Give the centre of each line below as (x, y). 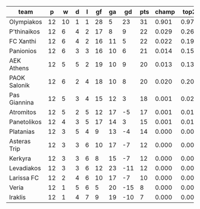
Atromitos (23, 112)
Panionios (23, 51)
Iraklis (18, 197)
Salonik (19, 85)
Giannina (22, 102)
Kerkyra (20, 159)
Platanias (22, 132)
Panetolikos (25, 122)
